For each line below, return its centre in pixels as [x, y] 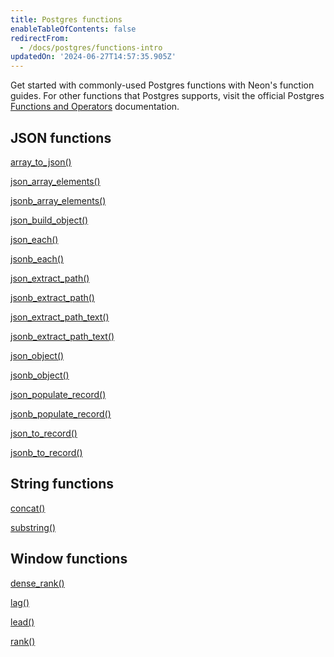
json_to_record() [44, 433]
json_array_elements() [55, 181]
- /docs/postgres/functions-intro [91, 47]
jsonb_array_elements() [58, 200]
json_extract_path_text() [60, 317]
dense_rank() [37, 583]
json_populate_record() [58, 394]
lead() [22, 622]
